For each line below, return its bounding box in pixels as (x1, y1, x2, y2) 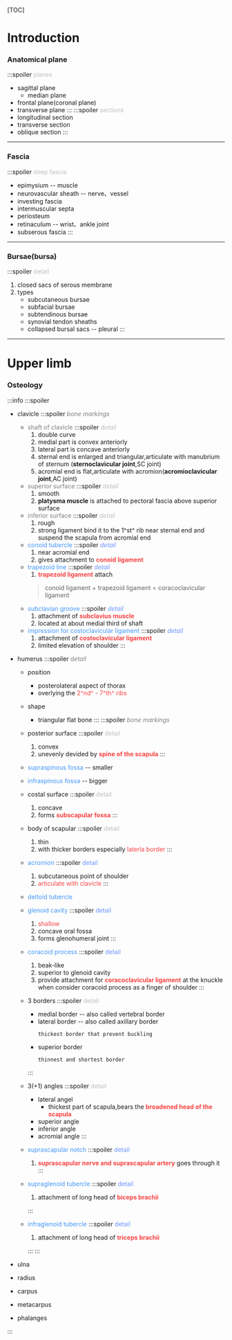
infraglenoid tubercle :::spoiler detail (27, 1220, 131, 1228)
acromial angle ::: (37, 1132, 87, 1140)
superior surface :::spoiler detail (27, 481, 119, 490)
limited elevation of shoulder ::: (37, 641, 126, 650)
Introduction (7, 30, 80, 46)
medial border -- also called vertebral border (37, 1010, 166, 1018)
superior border (37, 1042, 83, 1051)
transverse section (17, 120, 70, 129)
